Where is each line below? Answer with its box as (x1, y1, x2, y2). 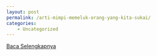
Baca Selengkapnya (6, 43, 57, 50)
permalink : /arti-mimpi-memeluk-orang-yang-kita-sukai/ (6, 15, 151, 21)
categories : (6, 20, 37, 26)
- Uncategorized (17, 26, 59, 32)
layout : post (6, 9, 40, 15)
